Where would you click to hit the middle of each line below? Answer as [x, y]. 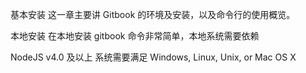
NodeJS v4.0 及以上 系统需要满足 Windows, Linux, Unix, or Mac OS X [153, 57]
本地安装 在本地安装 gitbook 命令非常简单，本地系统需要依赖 [135, 36]
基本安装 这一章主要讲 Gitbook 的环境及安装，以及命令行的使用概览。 [153, 14]
